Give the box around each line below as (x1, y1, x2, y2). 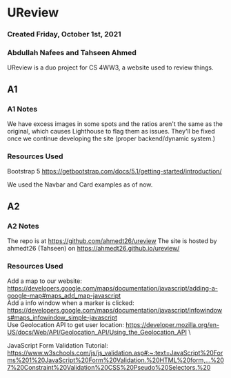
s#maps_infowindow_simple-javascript (7, 313, 118, 322)
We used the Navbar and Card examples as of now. (7, 180, 153, 189)
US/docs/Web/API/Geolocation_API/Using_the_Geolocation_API (7, 328, 188, 337)
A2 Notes (7, 221, 39, 231)
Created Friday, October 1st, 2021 (7, 30, 121, 39)
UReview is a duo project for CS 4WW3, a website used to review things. (7, 63, 214, 72)
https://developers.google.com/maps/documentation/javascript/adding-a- (7, 284, 219, 293)
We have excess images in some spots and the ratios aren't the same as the (7, 120, 223, 128)
